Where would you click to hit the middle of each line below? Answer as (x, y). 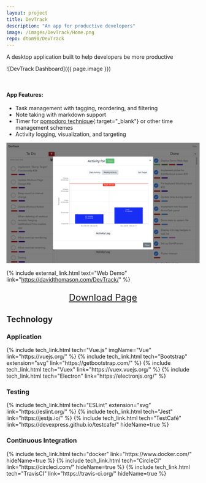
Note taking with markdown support (60, 115)
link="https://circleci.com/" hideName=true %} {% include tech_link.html (98, 467)
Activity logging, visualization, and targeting (71, 134)
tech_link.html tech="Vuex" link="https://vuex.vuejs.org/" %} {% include (98, 370)
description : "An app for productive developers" (71, 26)
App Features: (25, 94)
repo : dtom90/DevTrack (35, 39)
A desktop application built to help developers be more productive (90, 57)
